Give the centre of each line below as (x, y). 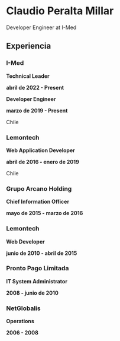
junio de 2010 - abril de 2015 (42, 253)
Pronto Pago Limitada (38, 269)
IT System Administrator (37, 281)
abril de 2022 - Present (35, 87)
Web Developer (26, 241)
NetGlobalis (23, 308)
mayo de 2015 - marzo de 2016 (45, 213)
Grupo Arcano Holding (39, 188)
